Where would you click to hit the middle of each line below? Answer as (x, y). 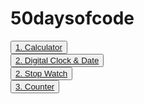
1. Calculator (39, 47)
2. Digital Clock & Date (57, 60)
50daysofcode (72, 18)
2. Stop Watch (41, 73)
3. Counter (35, 86)
